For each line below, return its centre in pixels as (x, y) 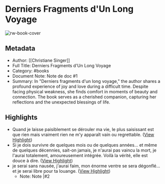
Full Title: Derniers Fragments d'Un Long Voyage (62, 65)
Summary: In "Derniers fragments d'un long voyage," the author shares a (86, 81)
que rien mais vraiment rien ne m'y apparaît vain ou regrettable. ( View (83, 134)
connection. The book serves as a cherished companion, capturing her (84, 97)
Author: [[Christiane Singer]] (41, 60)
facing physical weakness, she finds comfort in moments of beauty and (85, 91)
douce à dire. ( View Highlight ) (42, 160)
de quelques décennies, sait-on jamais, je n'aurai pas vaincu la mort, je (84, 150)
